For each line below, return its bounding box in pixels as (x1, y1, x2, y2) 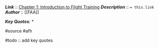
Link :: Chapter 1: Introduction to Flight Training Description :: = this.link (5, 4, 154, 10)
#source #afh (5, 28, 33, 33)
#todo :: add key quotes (5, 37, 53, 43)
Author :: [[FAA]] (5, 9, 39, 15)
